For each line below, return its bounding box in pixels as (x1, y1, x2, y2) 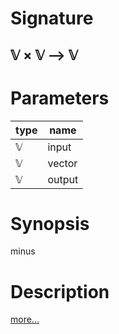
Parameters (10, 87, 110, 109)
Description (10, 280, 110, 303)
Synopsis (10, 212, 90, 235)
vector (47, 156, 78, 170)
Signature (10, 7, 94, 30)
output (47, 172, 79, 186)
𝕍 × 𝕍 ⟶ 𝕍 (10, 47, 78, 64)
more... (10, 313, 40, 326)
